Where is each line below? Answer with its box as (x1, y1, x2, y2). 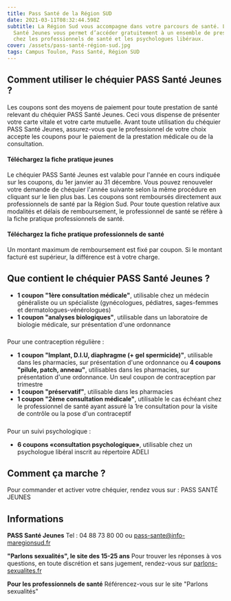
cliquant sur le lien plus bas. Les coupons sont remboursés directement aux (7, 192, 222, 200)
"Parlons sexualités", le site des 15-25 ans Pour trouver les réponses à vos (7, 552, 222, 560)
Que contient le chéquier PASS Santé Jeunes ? (7, 273, 210, 284)
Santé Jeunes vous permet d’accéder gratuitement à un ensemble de (13, 29, 211, 36)
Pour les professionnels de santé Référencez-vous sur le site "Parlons (7, 580, 208, 589)
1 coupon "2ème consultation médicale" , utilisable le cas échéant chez (16, 395, 222, 403)
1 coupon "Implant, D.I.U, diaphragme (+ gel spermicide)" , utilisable (16, 351, 213, 359)
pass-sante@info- (133, 531, 186, 540)
